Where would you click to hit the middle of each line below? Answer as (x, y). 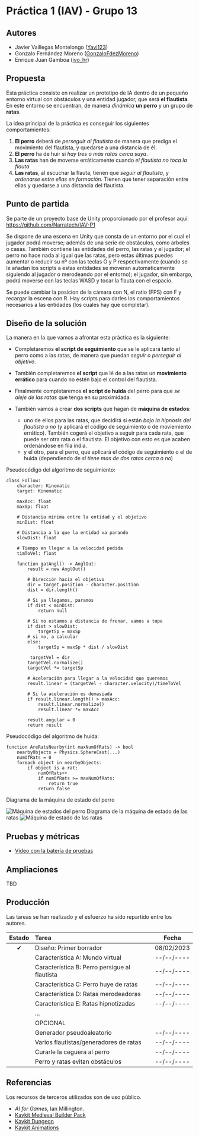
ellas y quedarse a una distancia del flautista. (70, 185)
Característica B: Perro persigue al (82, 967)
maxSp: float (33, 507)
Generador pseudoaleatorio (73, 1032)
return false (54, 789)
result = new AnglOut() (57, 569)
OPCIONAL (50, 1023)
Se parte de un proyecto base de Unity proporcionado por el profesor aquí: (98, 218)
